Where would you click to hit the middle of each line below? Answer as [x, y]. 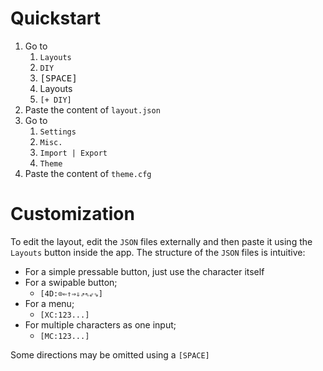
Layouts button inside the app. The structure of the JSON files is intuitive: [158, 252]
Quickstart [56, 18]
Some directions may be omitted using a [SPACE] [110, 354]
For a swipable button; [71, 282]
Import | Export [73, 153]
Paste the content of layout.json [92, 109]
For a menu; [49, 303]
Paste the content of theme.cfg [88, 173]
